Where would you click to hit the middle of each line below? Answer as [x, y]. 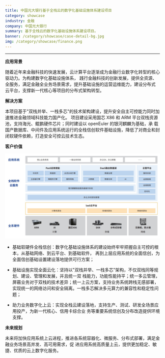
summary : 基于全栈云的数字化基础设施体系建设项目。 [52, 31]
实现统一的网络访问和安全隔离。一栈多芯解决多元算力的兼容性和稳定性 [83, 288]
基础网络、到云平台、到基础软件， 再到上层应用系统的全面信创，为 [93, 253]
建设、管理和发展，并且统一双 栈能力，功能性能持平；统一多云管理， [90, 276]
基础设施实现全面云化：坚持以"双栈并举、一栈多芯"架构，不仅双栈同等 [83, 270]
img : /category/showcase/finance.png [44, 42]
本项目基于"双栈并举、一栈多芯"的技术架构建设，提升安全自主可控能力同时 [80, 111]
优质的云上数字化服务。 [37, 350]
